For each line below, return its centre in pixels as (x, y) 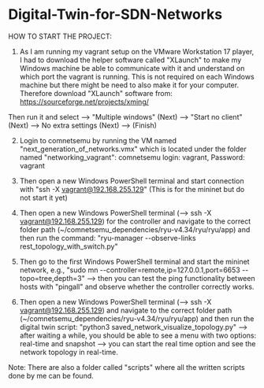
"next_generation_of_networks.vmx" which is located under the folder (133, 149)
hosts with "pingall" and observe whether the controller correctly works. (137, 286)
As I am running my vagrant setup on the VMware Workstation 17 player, (137, 51)
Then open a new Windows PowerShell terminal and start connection (132, 181)
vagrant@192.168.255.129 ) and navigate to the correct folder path (126, 310)
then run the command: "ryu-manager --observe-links (108, 238)
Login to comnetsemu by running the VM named (98, 140)
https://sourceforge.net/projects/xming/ (84, 102)
